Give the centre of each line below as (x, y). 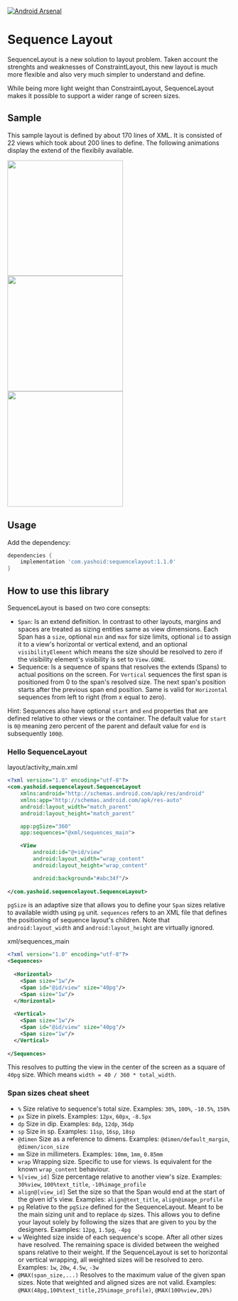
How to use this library (58, 591)
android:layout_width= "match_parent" (76, 806)
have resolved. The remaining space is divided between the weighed (118, 1244)
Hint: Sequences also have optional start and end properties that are (108, 711)
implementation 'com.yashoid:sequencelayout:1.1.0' (98, 562)
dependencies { (30, 555)
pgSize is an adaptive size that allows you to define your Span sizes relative (117, 905)
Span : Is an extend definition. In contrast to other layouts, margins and (119, 621)
